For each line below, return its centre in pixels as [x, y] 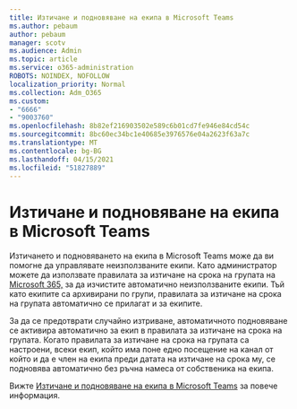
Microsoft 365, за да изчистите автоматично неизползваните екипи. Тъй [147, 284]
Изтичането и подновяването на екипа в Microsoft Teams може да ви [142, 256]
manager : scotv [38, 43]
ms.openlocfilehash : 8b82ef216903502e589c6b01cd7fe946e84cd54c [130, 126]
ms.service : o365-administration [72, 68]
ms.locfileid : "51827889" [57, 168]
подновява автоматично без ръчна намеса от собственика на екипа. [142, 369]
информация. [35, 396]
